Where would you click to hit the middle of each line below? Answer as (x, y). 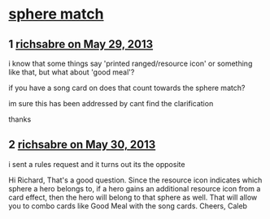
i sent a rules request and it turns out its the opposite (97, 164)
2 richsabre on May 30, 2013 (82, 145)
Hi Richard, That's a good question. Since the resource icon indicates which (135, 180)
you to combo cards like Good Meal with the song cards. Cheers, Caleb (128, 206)
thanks (20, 119)
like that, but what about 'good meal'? (72, 72)
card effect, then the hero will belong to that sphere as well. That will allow (133, 197)
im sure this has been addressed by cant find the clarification (111, 103)
